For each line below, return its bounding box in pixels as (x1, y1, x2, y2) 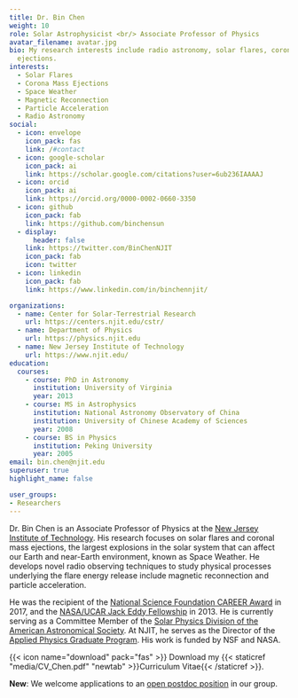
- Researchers (9, 498, 62, 507)
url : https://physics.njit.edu (25, 334, 141, 343)
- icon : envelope (17, 129, 82, 137)
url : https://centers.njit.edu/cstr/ (25, 318, 165, 326)
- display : (17, 227, 58, 236)
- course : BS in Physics (25, 433, 117, 442)
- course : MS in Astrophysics (25, 400, 137, 409)
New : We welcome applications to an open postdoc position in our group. (9, 678, 278, 688)
